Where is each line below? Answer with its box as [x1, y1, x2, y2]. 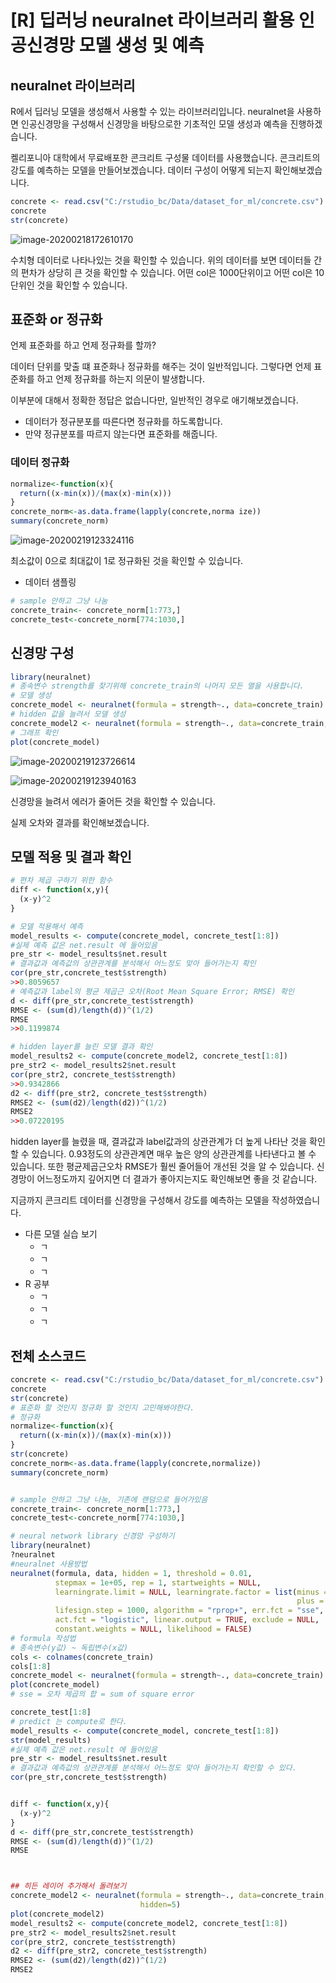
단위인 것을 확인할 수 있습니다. [10, 279, 128, 291]
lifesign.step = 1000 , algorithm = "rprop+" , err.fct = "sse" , [54, 1606, 325, 1616]
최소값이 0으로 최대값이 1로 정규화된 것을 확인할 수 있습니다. [10, 555, 244, 567]
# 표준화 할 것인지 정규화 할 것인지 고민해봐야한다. [10, 1402, 195, 1413]
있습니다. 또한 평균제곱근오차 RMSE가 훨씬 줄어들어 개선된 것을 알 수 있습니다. [10, 1161, 315, 1173]
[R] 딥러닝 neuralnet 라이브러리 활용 [10, 9, 295, 32]
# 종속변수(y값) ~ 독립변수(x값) [10, 1642, 129, 1653]
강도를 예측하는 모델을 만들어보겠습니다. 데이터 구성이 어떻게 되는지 [10, 164, 272, 176]
